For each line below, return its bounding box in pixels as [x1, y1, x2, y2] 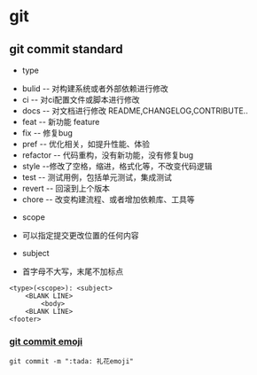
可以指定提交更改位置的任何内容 [21, 230, 139, 240]
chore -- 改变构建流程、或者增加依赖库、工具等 [21, 194, 195, 205]
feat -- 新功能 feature [21, 117, 100, 127]
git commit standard [9, 42, 124, 57]
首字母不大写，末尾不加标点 [21, 266, 124, 277]
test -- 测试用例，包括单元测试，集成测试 [21, 172, 173, 183]
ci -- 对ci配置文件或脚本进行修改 [21, 95, 140, 105]
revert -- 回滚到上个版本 [21, 184, 111, 193]
